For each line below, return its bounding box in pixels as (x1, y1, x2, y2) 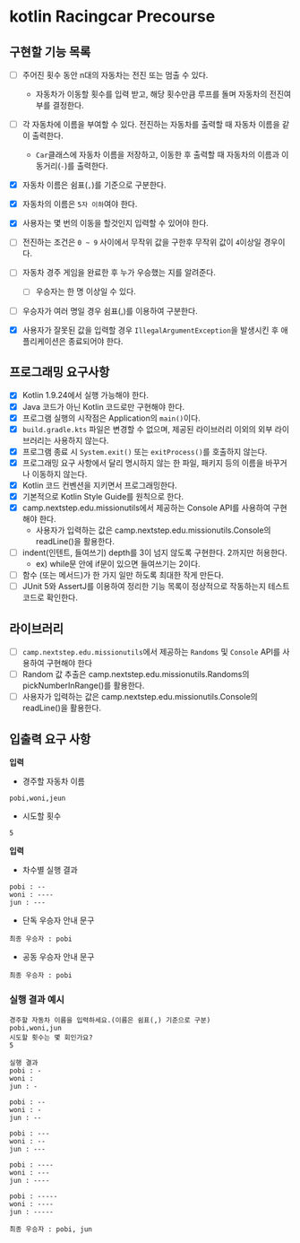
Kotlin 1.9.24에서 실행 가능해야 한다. (21, 390, 150, 401)
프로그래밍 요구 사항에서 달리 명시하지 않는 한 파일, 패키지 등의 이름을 (21, 457, 264, 468)
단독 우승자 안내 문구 (21, 915, 95, 926)
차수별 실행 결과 (21, 865, 78, 875)
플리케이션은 (21, 335, 67, 346)
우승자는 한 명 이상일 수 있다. (35, 286, 136, 297)
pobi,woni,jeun (9, 794, 66, 803)
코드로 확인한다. (21, 592, 78, 603)
